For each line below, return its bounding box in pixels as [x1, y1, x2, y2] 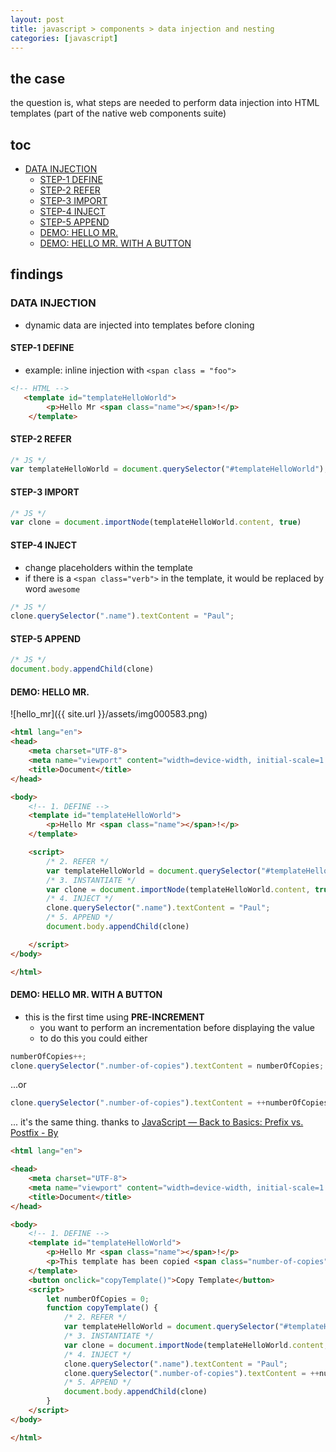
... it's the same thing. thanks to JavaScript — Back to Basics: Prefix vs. [10, 1116, 304, 1128]
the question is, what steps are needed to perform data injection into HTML [10, 97, 320, 109]
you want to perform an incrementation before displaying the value [39, 1021, 315, 1033]
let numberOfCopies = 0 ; [46, 1294, 150, 1304]
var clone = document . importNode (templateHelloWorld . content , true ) [10, 517, 302, 528]
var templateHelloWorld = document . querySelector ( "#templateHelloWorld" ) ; [10, 464, 329, 475]
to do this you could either [39, 1032, 148, 1044]
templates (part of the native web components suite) [10, 107, 227, 120]
